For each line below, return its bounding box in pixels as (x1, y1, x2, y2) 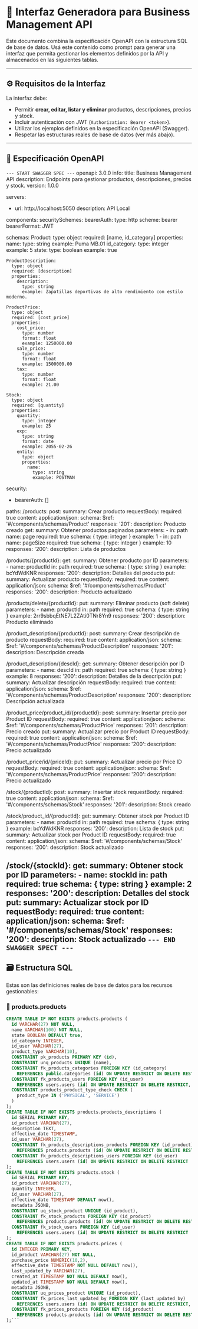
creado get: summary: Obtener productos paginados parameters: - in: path (6, 526, 189, 533)
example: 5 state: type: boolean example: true (6, 246, 117, 253)
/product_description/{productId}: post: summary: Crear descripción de (6, 629, 180, 636)
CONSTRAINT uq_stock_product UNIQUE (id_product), (11, 1207, 138, 1214)
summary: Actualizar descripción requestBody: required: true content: (6, 678, 176, 686)
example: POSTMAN (32, 474, 75, 480)
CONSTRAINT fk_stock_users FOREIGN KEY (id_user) (11, 1224, 136, 1230)
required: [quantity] (11, 402, 65, 408)
